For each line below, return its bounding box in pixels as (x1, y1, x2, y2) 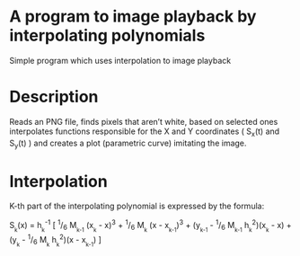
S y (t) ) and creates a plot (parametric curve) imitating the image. (9, 137, 247, 150)
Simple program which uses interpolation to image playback (9, 55, 232, 66)
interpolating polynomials (9, 25, 206, 46)
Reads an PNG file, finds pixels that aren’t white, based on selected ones (9, 116, 278, 127)
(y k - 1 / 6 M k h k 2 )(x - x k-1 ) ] (9, 233, 101, 248)
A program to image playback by (9, 6, 257, 27)
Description (9, 87, 99, 107)
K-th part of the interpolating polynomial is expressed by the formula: (9, 200, 265, 212)
